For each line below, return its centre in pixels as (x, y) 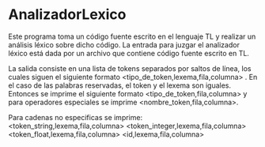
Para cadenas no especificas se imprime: (76, 117)
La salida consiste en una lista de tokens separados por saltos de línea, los (130, 68)
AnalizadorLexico (67, 15)
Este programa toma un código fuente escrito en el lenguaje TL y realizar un (132, 36)
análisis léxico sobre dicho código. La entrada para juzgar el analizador (124, 44)
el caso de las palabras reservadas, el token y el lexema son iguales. (120, 85)
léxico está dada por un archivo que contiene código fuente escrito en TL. (129, 53)
